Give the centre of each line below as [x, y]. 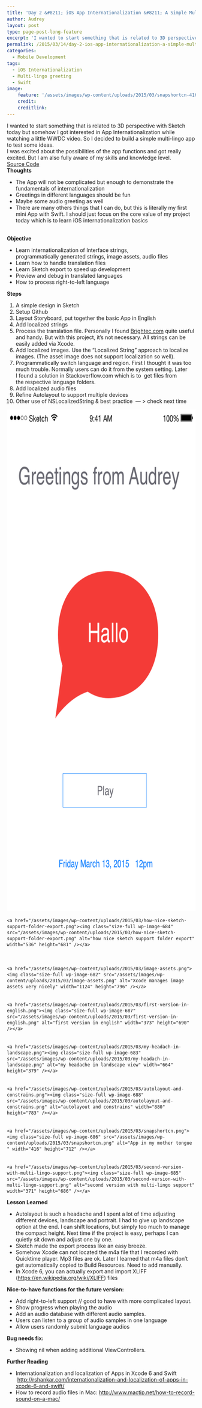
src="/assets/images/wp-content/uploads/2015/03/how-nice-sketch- [91, 932]
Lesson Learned [27, 1202]
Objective [19, 238]
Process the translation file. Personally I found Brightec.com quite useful [105, 331]
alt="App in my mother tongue [154, 1143]
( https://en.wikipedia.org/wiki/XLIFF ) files [67, 1278]
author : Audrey [26, 19]
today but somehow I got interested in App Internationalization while [91, 132]
